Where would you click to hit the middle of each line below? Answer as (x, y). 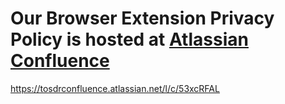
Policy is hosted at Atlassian (129, 39)
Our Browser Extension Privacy (142, 18)
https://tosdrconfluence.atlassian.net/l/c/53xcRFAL (115, 88)
